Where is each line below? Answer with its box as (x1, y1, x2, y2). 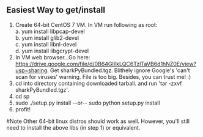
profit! (15, 105, 31, 113)
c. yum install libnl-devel (15, 40, 77, 48)
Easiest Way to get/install (6, 5, 106, 15)
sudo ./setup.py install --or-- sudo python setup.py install (15, 99, 160, 106)
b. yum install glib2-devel (15, 34, 79, 42)
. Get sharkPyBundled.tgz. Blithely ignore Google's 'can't (46, 67, 191, 74)
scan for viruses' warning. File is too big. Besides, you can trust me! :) (15, 73, 191, 80)
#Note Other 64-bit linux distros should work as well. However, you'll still (6, 117, 190, 125)
